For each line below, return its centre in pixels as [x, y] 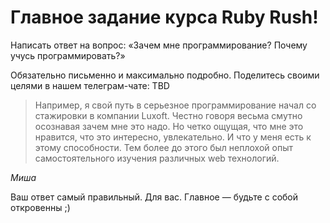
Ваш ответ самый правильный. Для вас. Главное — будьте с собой [154, 197]
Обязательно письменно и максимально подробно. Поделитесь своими [165, 75]
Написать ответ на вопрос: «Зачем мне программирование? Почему [159, 45]
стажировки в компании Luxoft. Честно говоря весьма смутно [168, 115]
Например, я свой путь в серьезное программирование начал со [175, 105]
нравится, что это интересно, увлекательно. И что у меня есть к [173, 137]
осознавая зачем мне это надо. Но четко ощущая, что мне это [169, 126]
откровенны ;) [40, 207]
